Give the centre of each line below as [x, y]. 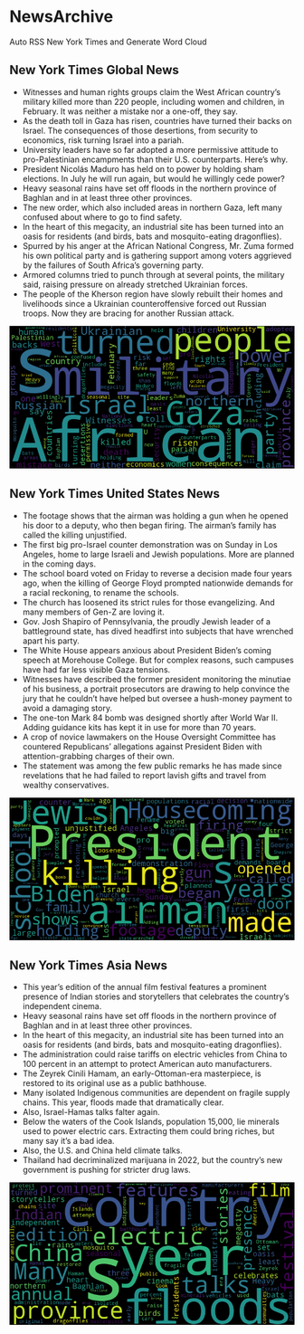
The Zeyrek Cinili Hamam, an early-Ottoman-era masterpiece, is [142, 1073]
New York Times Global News [94, 70]
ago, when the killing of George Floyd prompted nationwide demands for [158, 583]
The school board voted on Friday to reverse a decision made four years [157, 573]
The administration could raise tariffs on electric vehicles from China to [155, 1054]
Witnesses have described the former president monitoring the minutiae [157, 679]
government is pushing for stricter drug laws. [107, 1170]
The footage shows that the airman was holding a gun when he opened [155, 515]
